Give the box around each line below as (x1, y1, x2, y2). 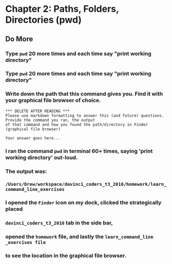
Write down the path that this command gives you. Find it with (5, 91, 163, 98)
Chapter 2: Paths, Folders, (5, 3, 119, 15)
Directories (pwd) (5, 14, 82, 26)
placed (5, 205, 23, 213)
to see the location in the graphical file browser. (5, 252, 127, 259)
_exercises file (5, 240, 46, 245)
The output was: (5, 168, 47, 175)
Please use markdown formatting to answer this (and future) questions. (5, 113, 164, 118)
